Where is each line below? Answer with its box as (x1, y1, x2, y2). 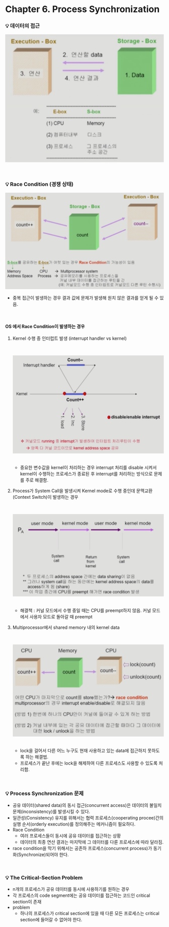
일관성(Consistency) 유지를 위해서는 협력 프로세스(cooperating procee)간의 (12, 815, 164, 821)
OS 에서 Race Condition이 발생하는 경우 (5, 323, 85, 329)
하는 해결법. (25, 754, 49, 760)
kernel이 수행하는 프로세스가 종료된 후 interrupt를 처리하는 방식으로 (20, 471, 153, 477)
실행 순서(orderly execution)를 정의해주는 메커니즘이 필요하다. (12, 821, 136, 827)
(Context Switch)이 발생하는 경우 (12, 494, 79, 500)
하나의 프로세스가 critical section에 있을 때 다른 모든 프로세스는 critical (20, 910, 160, 916)
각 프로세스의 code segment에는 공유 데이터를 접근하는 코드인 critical (12, 892, 150, 898)
